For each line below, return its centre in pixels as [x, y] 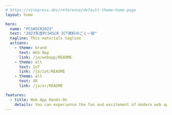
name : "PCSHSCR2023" [32, 29]
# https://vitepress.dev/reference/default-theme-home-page [71, 10]
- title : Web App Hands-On [39, 100]
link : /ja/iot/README [42, 72]
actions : [19, 43]
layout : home [19, 15]
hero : [11, 24]
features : [16, 95]
